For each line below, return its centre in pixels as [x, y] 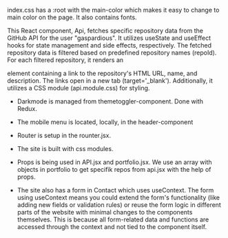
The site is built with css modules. [65, 149]
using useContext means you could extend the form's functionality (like [118, 197]
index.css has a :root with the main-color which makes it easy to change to [113, 10]
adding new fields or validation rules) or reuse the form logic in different [119, 205]
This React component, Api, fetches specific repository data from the [105, 31]
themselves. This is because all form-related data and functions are [113, 219]
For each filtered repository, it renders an [65, 60]
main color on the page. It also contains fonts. [72, 17]
